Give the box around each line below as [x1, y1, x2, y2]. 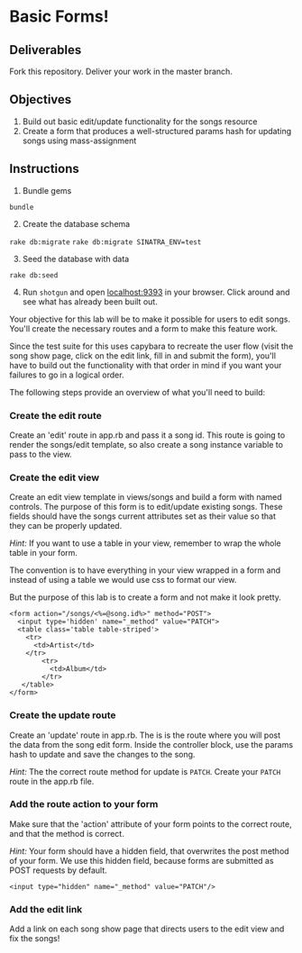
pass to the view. [9, 449, 72, 459]
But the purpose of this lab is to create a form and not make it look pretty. [9, 592, 282, 603]
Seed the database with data [22, 253, 130, 264]
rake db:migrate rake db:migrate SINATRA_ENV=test [9, 237, 202, 247]
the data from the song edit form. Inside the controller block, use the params [9, 739, 294, 749]
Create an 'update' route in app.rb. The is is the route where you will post [9, 730, 281, 740]
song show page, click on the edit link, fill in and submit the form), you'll [9, 349, 277, 361]
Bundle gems [22, 185, 72, 195]
